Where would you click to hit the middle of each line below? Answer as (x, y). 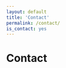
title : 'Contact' (28, 17)
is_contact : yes (26, 29)
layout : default (26, 12)
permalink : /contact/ (33, 23)
